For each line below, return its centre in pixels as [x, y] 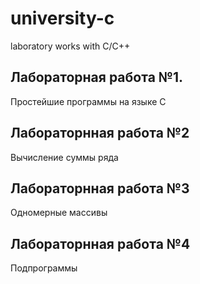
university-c [62, 18]
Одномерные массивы [59, 213]
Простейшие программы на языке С [88, 101]
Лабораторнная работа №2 [100, 133]
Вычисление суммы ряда [64, 157]
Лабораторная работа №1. [97, 77]
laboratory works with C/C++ [70, 46]
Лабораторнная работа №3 [100, 188]
